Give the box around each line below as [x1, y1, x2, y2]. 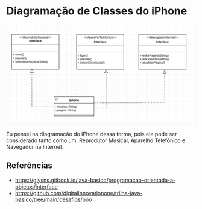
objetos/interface [14, 182, 58, 190]
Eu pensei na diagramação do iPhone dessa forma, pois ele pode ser [6, 130, 177, 137]
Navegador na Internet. [6, 143, 64, 150]
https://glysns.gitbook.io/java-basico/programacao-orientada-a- [14, 176, 176, 184]
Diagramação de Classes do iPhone [6, 4, 188, 18]
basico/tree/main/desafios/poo [14, 196, 92, 203]
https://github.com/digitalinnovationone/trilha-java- [14, 189, 143, 196]
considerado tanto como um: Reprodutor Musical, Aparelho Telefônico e [6, 137, 186, 144]
